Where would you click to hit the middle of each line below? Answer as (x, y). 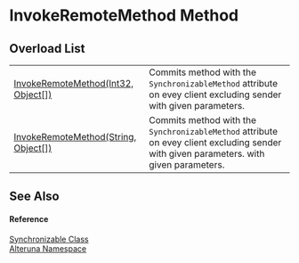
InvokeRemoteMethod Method (124, 16)
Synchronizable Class (49, 239)
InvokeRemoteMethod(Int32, (74, 83)
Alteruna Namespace (48, 248)
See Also (34, 197)
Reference (29, 218)
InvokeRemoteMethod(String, (75, 137)
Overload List (47, 49)
